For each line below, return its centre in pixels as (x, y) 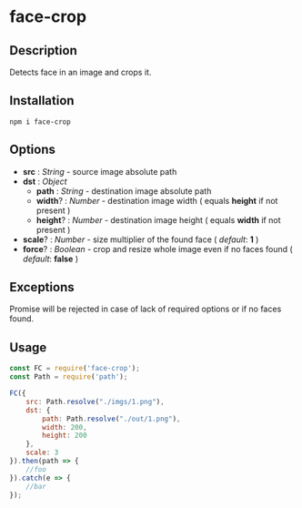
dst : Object (45, 181)
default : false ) (50, 259)
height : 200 (65, 436)
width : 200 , (65, 427)
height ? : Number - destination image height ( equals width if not (158, 219)
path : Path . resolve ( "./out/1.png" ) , (111, 419)
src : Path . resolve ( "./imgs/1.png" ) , (96, 401)
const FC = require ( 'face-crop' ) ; (75, 369)
